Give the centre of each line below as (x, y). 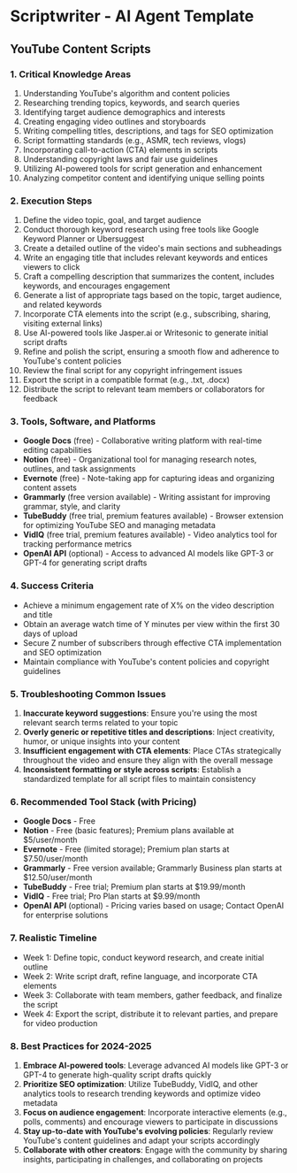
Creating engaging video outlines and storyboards (114, 121)
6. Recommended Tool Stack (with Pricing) (103, 801)
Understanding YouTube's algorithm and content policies (126, 93)
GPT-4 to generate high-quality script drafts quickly (117, 1074)
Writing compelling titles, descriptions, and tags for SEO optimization (148, 131)
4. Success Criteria (52, 586)
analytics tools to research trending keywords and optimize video (142, 1093)
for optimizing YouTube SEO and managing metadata (119, 525)
